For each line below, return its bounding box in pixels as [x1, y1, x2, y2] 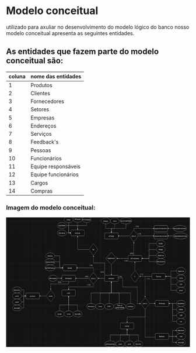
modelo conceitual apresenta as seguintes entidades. [6, 29, 135, 36]
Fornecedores [30, 98, 64, 105]
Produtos [30, 81, 52, 88]
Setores [30, 106, 50, 113]
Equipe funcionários [30, 171, 79, 178]
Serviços [30, 131, 52, 137]
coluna [8, 73, 26, 80]
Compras [30, 187, 53, 194]
